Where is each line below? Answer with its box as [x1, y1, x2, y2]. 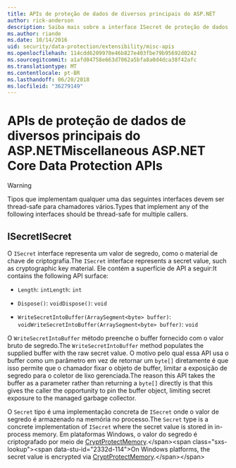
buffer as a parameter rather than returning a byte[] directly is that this [7, 379, 213, 387]
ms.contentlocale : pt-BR [7, 69, 80, 76]
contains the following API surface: [7, 272, 109, 280]
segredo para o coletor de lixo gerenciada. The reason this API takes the [7, 371, 216, 380]
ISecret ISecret [7, 230, 72, 242]
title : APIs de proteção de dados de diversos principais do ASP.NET [7, 10, 216, 18]
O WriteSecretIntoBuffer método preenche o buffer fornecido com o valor [7, 334, 224, 342]
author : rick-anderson [7, 17, 74, 24]
